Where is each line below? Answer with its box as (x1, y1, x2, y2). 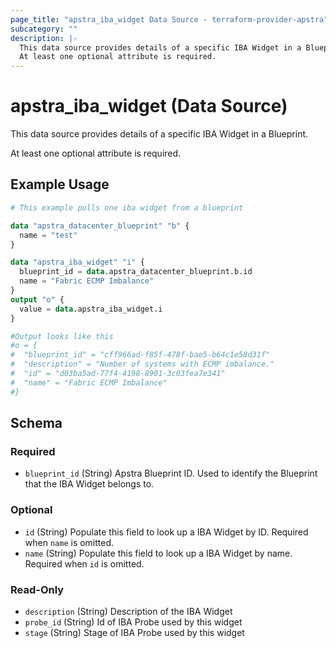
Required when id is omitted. (24, 557, 145, 570)
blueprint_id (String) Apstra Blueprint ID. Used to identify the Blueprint (24, 467, 318, 480)
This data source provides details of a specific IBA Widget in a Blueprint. (10, 128, 309, 140)
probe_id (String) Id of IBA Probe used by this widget (24, 616, 243, 628)
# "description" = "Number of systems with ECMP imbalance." (10, 359, 275, 370)
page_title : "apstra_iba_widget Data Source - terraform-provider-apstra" (10, 14, 329, 25)
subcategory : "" (10, 24, 78, 34)
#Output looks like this (10, 331, 114, 341)
